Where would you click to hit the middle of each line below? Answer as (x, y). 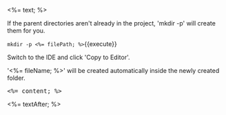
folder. (16, 78)
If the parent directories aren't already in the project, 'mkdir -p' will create (111, 23)
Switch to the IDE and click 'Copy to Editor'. (69, 57)
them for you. (26, 31)
